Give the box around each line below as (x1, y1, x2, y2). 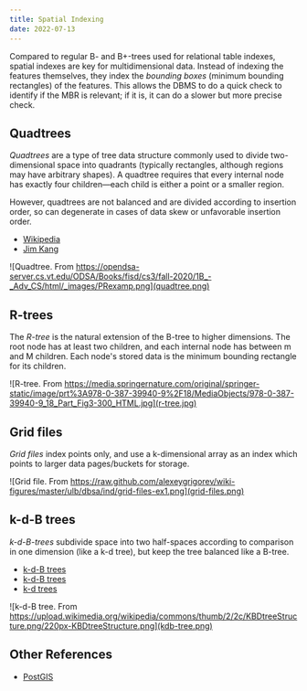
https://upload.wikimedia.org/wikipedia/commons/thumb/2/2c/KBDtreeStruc (9, 611, 298, 622)
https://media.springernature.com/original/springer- (63, 378, 260, 389)
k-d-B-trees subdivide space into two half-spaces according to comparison (9, 536, 294, 547)
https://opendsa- (76, 261, 140, 272)
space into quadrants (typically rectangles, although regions (57, 160, 284, 171)
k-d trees (22, 583, 58, 594)
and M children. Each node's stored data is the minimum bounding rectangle (9, 351, 297, 362)
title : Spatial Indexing (9, 15, 104, 24)
